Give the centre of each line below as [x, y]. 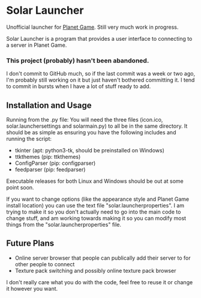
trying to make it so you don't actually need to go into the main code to [94, 212]
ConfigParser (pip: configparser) [55, 163]
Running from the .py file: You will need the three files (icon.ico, [85, 120]
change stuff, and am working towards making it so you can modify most [96, 218]
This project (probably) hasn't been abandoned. [78, 61]
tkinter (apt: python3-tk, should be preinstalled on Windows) [90, 150]
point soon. [20, 188]
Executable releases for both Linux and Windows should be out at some [95, 181]
